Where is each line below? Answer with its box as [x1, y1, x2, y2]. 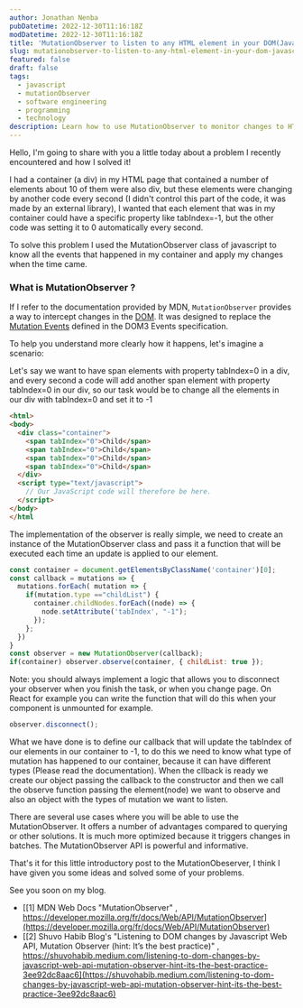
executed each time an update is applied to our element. [9, 548, 219, 559]
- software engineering [17, 97, 106, 106]
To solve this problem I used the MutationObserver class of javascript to [9, 240, 277, 250]
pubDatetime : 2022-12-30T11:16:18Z [9, 22, 143, 31]
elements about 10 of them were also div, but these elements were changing [9, 184, 293, 194]
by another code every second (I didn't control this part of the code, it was [9, 193, 287, 204]
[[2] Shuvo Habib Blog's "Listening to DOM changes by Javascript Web [22, 931, 288, 942]
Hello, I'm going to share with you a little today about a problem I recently [9, 147, 281, 158]
